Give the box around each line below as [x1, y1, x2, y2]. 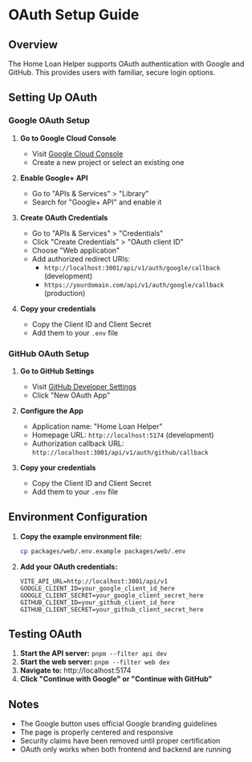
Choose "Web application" [31, 245, 120, 255]
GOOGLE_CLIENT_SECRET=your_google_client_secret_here [19, 591, 204, 599]
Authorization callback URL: [31, 439, 124, 448]
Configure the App [19, 406, 84, 415]
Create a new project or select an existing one [31, 157, 185, 167]
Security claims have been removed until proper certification [19, 736, 221, 746]
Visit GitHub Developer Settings [31, 381, 136, 391]
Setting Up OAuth [8, 91, 98, 105]
